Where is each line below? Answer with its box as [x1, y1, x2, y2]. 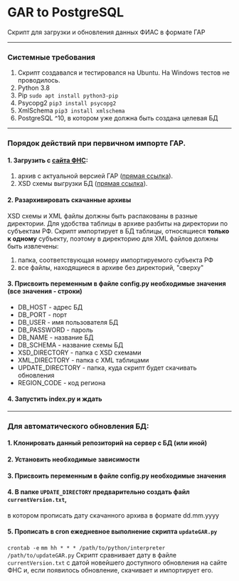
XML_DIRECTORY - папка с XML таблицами [17, 355, 149, 364]
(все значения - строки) [7, 287, 83, 295]
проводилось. [17, 76, 60, 85]
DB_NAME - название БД [17, 333, 94, 342]
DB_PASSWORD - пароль [17, 325, 94, 334]
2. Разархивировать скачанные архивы [7, 195, 132, 204]
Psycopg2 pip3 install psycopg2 [17, 99, 117, 108]
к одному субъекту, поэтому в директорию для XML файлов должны [7, 234, 219, 243]
